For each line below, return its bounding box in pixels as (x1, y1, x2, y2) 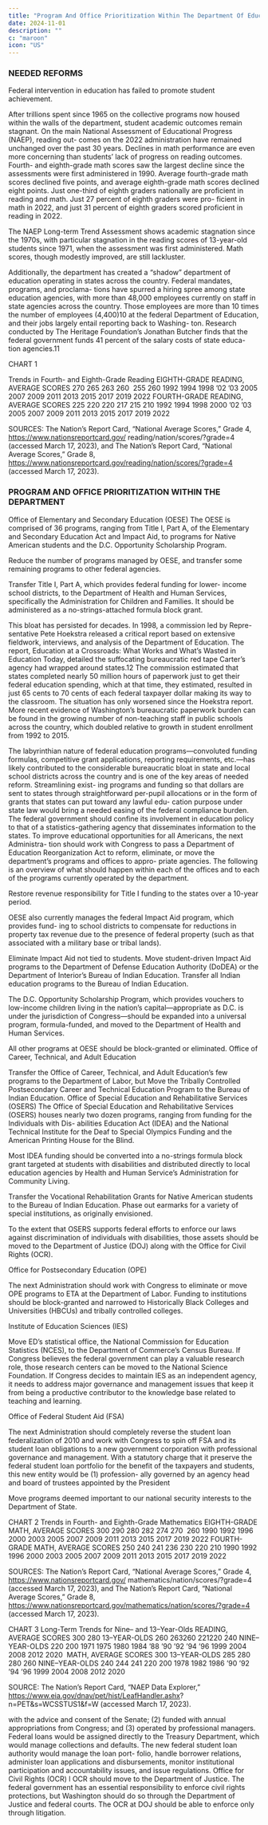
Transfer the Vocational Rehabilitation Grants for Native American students (8, 1192, 254, 1201)
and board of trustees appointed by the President (8, 1477, 171, 1488)
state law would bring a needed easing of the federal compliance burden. (8, 805, 250, 814)
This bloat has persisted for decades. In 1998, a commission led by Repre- (8, 620, 253, 630)
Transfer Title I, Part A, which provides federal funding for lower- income (8, 579, 247, 589)
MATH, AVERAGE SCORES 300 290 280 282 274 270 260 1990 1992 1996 (8, 1525, 254, 1535)
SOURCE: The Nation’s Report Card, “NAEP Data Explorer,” (8, 1682, 201, 1692)
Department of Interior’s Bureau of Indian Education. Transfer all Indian (8, 970, 241, 980)
